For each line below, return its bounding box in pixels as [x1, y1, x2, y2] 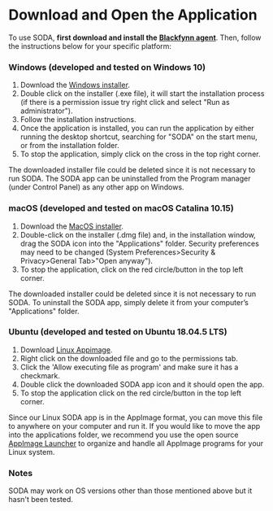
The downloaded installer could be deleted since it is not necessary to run [8, 289, 257, 299]
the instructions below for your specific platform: [8, 41, 172, 50]
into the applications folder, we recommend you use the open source [8, 430, 239, 439]
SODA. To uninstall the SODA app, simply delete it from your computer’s [8, 297, 249, 307]
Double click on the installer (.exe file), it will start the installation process [19, 89, 265, 98]
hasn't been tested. [8, 495, 73, 504]
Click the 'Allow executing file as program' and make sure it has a [19, 362, 239, 372]
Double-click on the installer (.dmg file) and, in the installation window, [19, 229, 256, 239]
